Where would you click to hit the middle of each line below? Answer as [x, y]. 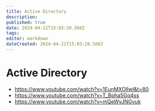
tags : [13, 33]
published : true [26, 22]
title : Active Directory [36, 11]
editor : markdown [27, 39]
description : [22, 17]
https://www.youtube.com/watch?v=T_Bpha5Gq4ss [77, 95]
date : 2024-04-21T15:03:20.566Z [45, 28]
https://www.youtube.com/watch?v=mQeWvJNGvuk [78, 101]
